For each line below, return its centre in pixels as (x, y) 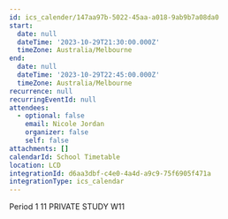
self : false (47, 140)
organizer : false (57, 132)
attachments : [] (39, 148)
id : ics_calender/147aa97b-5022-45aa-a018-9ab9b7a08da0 (114, 17)
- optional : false (51, 116)
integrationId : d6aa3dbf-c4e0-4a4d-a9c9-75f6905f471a (110, 173)
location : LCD (35, 165)
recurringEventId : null (53, 99)
